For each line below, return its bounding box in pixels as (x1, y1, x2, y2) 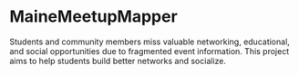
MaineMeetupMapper (9, 6, 178, 27)
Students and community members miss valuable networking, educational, (9, 36, 290, 47)
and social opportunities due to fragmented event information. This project (9, 45, 290, 56)
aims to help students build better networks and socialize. (9, 55, 226, 66)
